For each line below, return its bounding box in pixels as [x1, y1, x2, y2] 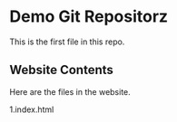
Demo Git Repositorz [9, 6, 169, 27]
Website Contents [9, 62, 113, 78]
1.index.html [9, 104, 54, 115]
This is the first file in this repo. [9, 36, 125, 47]
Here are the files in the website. [9, 86, 132, 97]
